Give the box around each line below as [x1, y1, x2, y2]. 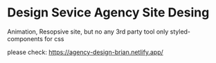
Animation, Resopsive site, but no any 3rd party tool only [7, 27, 169, 36]
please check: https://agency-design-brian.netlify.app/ [7, 48, 164, 56]
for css [44, 34, 64, 42]
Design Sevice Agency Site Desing [7, 5, 210, 21]
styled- [170, 27, 191, 36]
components [7, 34, 44, 42]
